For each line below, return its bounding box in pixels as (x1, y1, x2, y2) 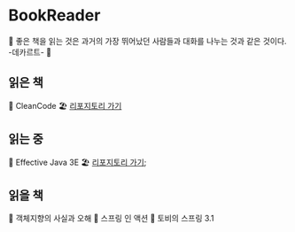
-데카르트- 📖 (8, 46, 52, 58)
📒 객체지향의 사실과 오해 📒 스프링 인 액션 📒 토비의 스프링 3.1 (8, 213, 214, 224)
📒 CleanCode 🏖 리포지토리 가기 (8, 100, 122, 111)
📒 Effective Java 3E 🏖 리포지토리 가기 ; (8, 157, 147, 167)
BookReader (8, 5, 101, 26)
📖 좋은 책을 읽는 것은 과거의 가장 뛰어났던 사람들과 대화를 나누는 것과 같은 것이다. (8, 35, 287, 46)
